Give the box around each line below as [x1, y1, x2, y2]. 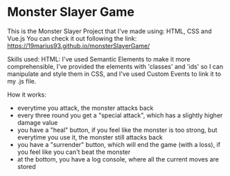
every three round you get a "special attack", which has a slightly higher [17, 111, 223, 119]
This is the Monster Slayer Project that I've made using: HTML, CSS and [7, 27, 213, 35]
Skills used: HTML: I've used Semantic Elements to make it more [7, 55, 191, 63]
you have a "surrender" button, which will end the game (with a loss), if [17, 140, 220, 148]
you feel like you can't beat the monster [17, 148, 131, 156]
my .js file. [7, 77, 37, 85]
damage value [17, 118, 58, 126]
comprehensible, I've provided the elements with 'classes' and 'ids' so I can [7, 62, 224, 70]
